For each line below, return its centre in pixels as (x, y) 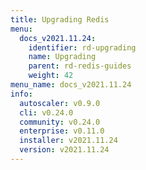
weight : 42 (51, 76)
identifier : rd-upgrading (82, 47)
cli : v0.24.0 (46, 112)
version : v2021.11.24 (64, 150)
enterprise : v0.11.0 (62, 131)
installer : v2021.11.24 (68, 141)
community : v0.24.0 (60, 122)
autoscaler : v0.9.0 (60, 103)
